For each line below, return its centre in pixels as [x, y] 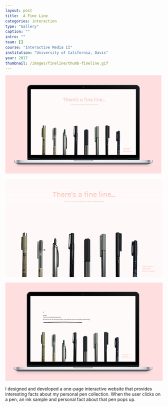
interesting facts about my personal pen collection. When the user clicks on [83, 394]
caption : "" [17, 32]
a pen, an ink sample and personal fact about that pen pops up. [70, 400]
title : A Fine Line [27, 16]
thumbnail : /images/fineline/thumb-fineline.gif [57, 63]
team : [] [14, 42]
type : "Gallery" [22, 26]
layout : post [19, 10]
